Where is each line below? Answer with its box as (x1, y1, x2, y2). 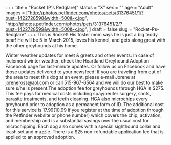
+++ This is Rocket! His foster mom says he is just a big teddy (27, 32, 158, 37)
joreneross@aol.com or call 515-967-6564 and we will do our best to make (5, 79, 163, 86)
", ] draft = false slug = (84, 26, 132, 32)
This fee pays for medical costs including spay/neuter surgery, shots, (5, 91, 151, 96)
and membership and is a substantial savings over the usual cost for (5, 118, 149, 123)
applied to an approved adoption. (5, 134, 75, 140)
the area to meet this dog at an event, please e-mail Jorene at (5, 74, 136, 80)
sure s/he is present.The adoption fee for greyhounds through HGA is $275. (5, 85, 165, 91)
